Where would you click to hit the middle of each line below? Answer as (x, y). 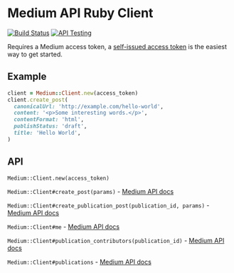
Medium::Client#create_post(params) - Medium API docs (91, 191)
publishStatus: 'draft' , (50, 126)
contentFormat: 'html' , (49, 120)
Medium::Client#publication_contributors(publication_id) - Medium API (116, 240)
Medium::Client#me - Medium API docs (63, 227)
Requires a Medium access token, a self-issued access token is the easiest (117, 46)
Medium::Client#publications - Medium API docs (79, 262)
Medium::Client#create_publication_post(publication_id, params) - (108, 205)
